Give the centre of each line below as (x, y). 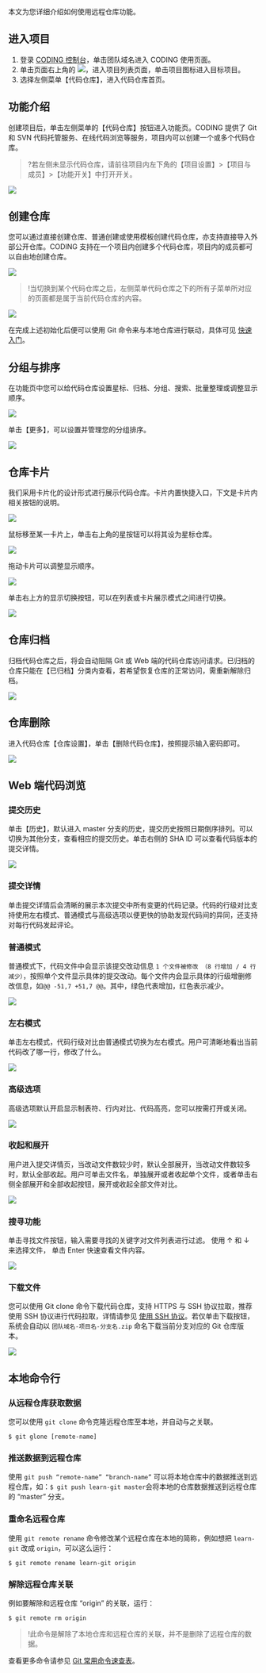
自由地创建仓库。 (43, 257)
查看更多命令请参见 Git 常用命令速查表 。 (74, 1661)
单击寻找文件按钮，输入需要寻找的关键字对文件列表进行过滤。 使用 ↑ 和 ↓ (129, 1241)
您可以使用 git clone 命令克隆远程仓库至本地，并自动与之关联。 (113, 1422)
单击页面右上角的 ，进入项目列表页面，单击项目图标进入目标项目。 (132, 69)
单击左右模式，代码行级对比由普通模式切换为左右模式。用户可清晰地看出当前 (133, 1042)
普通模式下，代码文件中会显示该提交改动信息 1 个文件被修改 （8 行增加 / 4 (127, 965)
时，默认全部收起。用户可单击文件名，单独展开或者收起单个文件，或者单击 (129, 1174)
